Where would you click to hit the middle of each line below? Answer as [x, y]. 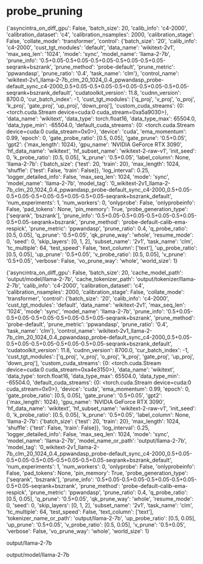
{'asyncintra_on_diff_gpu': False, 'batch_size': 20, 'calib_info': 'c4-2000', [97, 28]
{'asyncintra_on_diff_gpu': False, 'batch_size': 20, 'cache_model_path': [95, 273]
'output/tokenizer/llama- [166, 279]
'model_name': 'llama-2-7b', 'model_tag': [57, 183]
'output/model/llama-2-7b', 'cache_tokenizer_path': [71, 279]
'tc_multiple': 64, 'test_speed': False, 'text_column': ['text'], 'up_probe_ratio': [102, 248]
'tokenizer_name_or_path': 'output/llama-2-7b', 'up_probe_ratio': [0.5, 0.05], [101, 518]
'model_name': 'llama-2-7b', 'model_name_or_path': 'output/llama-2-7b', [97, 440]
